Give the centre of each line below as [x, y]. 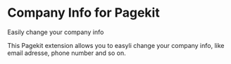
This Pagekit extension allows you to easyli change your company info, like [116, 45]
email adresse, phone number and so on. [67, 53]
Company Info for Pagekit [83, 13]
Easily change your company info [56, 32]
